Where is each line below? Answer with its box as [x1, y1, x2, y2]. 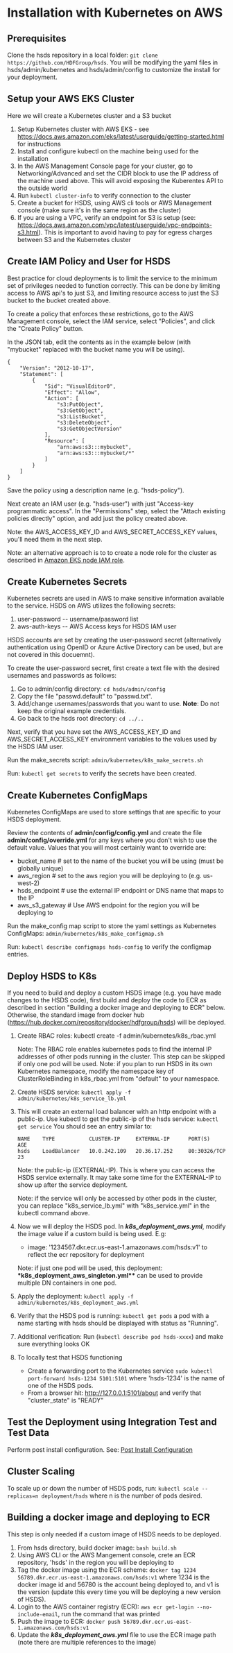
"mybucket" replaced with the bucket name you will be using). [7, 345, 185, 353]
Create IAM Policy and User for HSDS [7, 255, 171, 268]
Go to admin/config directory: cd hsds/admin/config [17, 685, 166, 693]
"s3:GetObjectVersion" [56, 425, 123, 432]
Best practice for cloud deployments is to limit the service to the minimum [7, 274, 218, 282]
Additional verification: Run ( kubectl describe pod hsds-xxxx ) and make [17, 1333, 224, 1341]
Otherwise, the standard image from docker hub [7, 1011, 145, 1019]
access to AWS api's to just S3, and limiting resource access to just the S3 [7, 289, 219, 297]
